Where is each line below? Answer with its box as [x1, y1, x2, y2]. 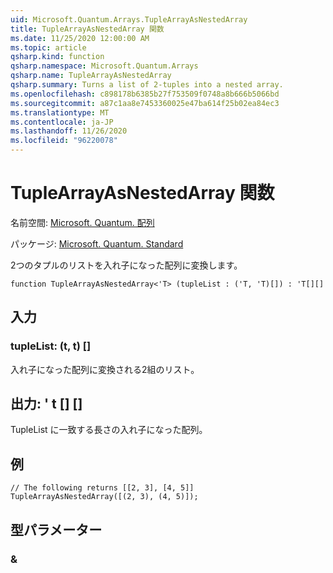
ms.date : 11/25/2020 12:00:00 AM [10, 33, 150, 43]
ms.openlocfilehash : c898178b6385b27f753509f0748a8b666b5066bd [10, 89, 280, 99]
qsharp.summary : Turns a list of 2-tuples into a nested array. [10, 80, 284, 90]
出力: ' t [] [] [10, 396, 83, 413]
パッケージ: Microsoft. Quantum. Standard [10, 237, 184, 250]
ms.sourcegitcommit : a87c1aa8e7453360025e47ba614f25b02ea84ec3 [10, 98, 280, 108]
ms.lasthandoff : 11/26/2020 [10, 126, 128, 136]
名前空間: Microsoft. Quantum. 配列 [10, 216, 155, 228]
